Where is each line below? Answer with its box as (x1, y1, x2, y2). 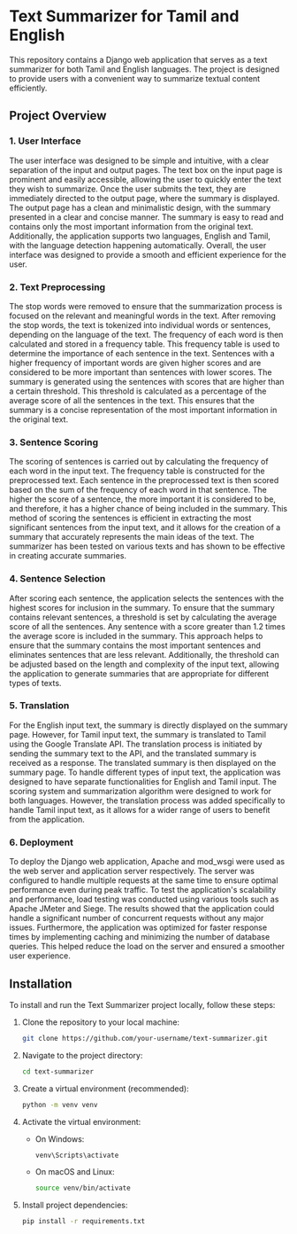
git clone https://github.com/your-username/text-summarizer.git (21, 1034, 268, 1043)
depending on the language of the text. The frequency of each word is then (9, 329, 284, 340)
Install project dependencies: (21, 1199, 128, 1211)
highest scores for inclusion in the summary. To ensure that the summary (9, 602, 276, 613)
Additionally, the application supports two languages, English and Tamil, (9, 230, 271, 241)
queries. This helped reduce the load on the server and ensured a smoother (9, 941, 286, 952)
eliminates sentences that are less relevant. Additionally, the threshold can (9, 649, 280, 660)
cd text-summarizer (21, 1066, 95, 1076)
